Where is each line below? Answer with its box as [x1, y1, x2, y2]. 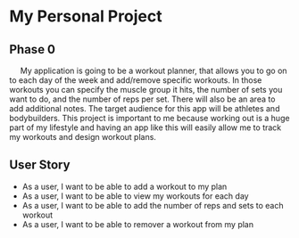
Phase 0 [9, 42, 56, 57]
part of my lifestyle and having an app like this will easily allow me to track [9, 122, 282, 133]
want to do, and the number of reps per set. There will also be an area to [9, 94, 276, 104]
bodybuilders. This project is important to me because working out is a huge [9, 113, 290, 123]
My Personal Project [9, 6, 162, 27]
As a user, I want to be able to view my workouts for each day [21, 190, 249, 201]
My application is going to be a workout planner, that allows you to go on [20, 65, 287, 76]
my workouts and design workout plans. [9, 132, 156, 142]
